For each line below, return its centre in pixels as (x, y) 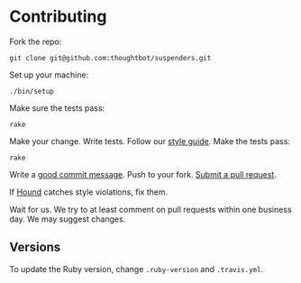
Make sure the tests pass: (57, 108)
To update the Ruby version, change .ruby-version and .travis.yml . (137, 269)
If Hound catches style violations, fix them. (89, 192)
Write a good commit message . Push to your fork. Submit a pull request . (143, 174)
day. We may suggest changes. (68, 219)
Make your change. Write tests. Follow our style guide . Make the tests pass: (150, 141)
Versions (35, 247)
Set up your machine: (49, 75)
